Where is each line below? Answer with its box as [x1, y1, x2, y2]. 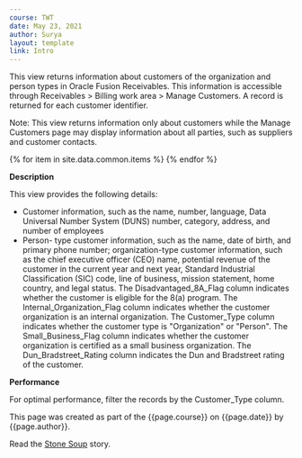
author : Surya [9, 30, 63, 39]
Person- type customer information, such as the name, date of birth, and [22, 235, 292, 246]
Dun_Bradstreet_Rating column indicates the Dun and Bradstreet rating [22, 350, 285, 361]
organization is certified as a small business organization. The [22, 340, 252, 351]
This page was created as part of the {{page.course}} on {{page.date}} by [9, 411, 284, 423]
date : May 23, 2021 [9, 22, 83, 31]
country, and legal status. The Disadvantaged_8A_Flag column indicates [22, 283, 289, 293]
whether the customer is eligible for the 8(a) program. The [22, 292, 238, 303]
